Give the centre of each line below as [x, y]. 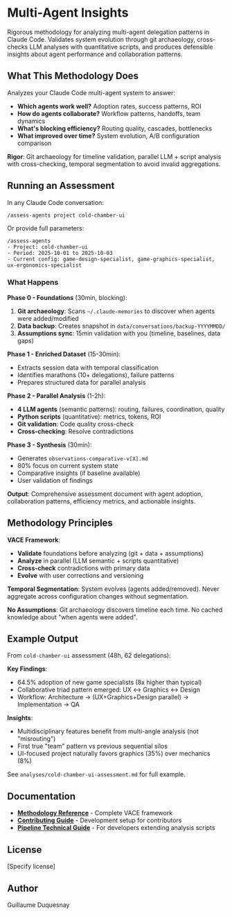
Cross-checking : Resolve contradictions [75, 431]
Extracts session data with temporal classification [88, 367]
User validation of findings [55, 480]
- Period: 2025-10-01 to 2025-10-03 [60, 253]
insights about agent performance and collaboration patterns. [95, 54]
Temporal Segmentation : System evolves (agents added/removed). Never [113, 589]
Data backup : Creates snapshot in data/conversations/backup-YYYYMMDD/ [121, 326]
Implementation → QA [48, 705]
